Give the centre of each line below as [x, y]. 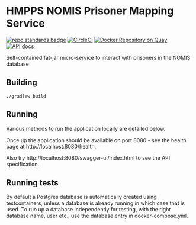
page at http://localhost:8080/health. [51, 146]
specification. [23, 164]
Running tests [33, 183]
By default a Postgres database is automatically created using [81, 197]
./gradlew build [26, 96]
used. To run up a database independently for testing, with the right [89, 210]
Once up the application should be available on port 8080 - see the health [96, 140]
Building [22, 83]
